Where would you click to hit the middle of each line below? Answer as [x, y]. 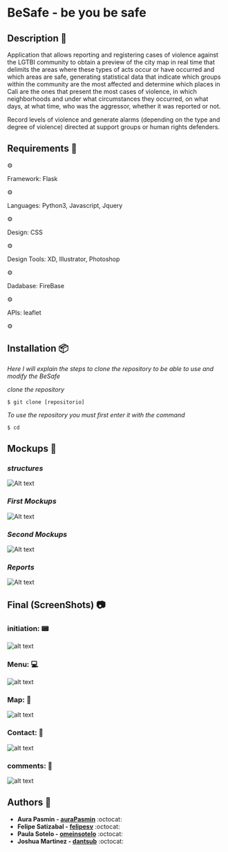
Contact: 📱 [25, 732]
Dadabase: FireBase [36, 285]
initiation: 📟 [28, 628]
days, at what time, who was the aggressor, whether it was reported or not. [114, 106]
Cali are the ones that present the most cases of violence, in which [102, 92]
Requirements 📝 [42, 149]
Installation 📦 [38, 349]
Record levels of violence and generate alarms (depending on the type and [114, 120]
